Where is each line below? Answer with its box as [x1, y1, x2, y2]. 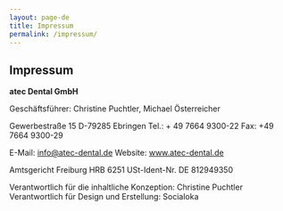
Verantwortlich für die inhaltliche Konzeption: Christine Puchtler [9, 182, 244, 192]
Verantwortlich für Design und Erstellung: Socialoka [9, 191, 199, 202]
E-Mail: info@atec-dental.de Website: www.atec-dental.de [9, 148, 225, 158]
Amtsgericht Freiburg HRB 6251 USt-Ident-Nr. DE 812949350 [9, 165, 234, 175]
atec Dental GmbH [9, 86, 79, 97]
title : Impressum [9, 21, 74, 30]
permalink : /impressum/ [9, 29, 98, 38]
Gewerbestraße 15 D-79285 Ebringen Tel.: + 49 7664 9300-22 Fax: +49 [9, 121, 274, 132]
